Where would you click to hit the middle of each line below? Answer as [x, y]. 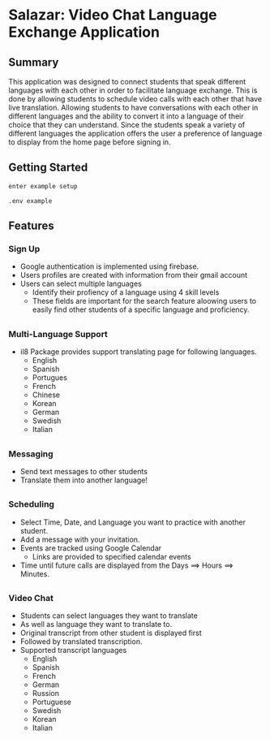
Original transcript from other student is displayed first [111, 633]
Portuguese [51, 702]
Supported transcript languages [73, 650]
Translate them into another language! [84, 480]
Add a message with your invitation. [80, 539]
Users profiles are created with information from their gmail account [134, 275]
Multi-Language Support [58, 334]
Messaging [31, 454]
